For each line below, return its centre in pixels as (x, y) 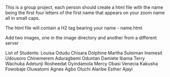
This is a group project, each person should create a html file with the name (84, 7)
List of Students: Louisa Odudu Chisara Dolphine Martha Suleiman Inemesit (84, 53)
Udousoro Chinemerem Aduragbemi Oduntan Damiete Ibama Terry (75, 58)
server (12, 43)
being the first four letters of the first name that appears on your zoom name (85, 13)
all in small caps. (23, 18)
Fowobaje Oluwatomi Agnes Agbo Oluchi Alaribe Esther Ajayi (69, 69)
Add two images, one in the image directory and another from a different (81, 38)
